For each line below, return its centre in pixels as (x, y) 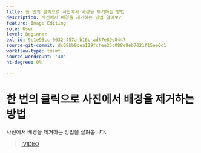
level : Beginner (27, 34)
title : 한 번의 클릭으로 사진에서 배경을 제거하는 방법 (65, 12)
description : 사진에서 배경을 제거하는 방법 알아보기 (64, 17)
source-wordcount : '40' (36, 57)
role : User (20, 29)
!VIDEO (30, 144)
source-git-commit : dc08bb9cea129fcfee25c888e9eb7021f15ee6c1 (86, 46)
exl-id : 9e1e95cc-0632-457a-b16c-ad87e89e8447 (66, 40)
